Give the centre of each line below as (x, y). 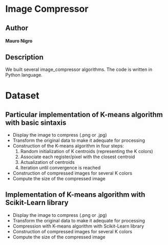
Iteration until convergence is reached (60, 167)
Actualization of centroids (48, 162)
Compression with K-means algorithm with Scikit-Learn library (78, 226)
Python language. (24, 74)
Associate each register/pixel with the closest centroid (78, 157)
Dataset (22, 96)
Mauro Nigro (19, 41)
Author (17, 28)
